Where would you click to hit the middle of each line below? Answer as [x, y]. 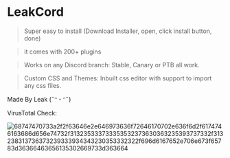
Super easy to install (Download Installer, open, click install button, [118, 31]
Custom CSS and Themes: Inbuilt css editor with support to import [118, 78]
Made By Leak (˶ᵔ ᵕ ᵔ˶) [39, 99]
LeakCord [35, 12]
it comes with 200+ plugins [62, 52]
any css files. [43, 85]
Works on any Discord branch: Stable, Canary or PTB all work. [112, 65]
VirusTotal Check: [32, 113]
